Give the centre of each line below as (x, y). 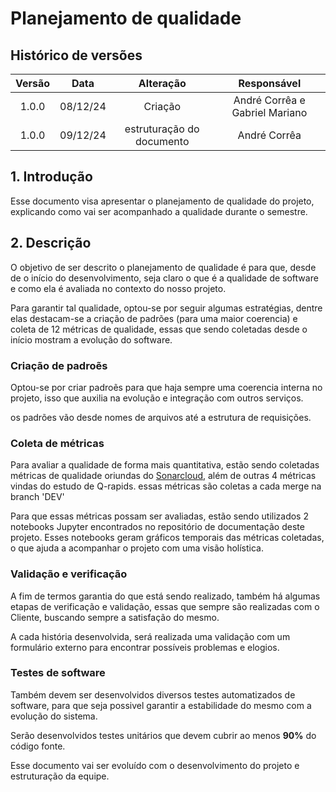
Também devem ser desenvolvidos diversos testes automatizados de (153, 694)
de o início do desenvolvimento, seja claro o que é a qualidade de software (164, 278)
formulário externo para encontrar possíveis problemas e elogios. (145, 647)
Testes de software (58, 673)
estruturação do (162, 129)
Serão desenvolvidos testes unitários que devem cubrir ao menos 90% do (163, 735)
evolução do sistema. (54, 716)
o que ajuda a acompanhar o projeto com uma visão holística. (137, 548)
